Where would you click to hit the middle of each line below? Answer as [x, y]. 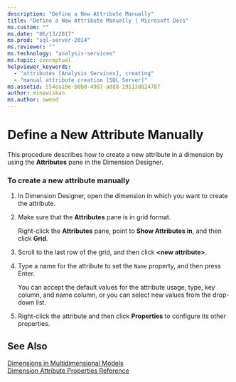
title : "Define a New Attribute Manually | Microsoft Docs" [98, 21]
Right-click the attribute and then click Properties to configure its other [122, 316]
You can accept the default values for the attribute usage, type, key [116, 288]
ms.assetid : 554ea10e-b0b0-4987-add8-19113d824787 [84, 87]
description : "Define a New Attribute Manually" [81, 14]
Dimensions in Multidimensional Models [65, 364]
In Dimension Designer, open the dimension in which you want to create [123, 196]
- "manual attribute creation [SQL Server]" [81, 80]
